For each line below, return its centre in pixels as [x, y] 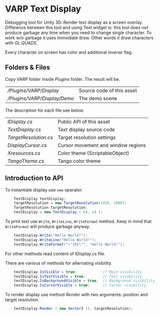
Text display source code [86, 129]
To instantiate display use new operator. [44, 190]
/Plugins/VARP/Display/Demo [41, 98]
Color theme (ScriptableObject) [93, 153]
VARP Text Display [43, 9]
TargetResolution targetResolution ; [51, 208]
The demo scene [98, 98]
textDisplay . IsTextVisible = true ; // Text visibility [78, 276]
